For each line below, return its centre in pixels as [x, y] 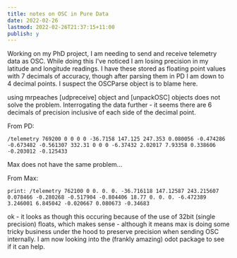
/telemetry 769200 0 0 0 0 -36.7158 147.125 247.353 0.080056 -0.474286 [116, 139]
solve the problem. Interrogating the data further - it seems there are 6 [110, 105]
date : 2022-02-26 [33, 20]
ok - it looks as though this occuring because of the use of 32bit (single [111, 217]
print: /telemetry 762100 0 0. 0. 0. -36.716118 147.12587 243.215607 [113, 192]
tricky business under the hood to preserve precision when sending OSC [113, 232]
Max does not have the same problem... [65, 165]
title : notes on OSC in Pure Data [58, 14]
